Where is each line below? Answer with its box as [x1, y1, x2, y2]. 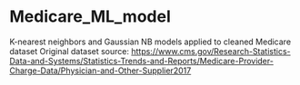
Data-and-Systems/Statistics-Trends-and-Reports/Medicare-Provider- [9, 55, 275, 66]
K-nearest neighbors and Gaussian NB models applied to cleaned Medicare [9, 36, 292, 47]
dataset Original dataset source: [9, 45, 130, 56]
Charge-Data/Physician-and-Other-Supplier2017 [9, 65, 192, 76]
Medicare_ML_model [9, 6, 171, 27]
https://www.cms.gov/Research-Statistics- [131, 45, 291, 56]
